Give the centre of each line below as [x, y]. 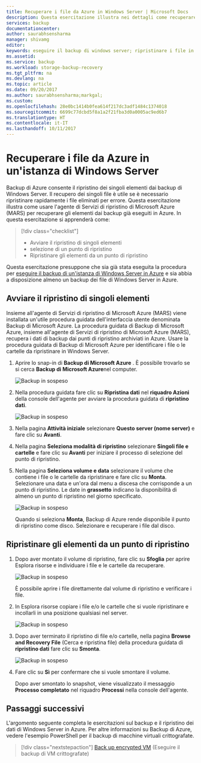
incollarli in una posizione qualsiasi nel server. [71, 613]
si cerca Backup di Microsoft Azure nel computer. [76, 369]
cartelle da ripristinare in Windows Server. [58, 351]
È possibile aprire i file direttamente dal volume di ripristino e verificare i [103, 588]
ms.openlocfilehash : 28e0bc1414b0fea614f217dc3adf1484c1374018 [87, 106]
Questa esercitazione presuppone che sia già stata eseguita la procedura [96, 267]
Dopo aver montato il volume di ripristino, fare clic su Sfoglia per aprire [102, 559]
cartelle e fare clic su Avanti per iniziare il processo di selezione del [99, 452]
